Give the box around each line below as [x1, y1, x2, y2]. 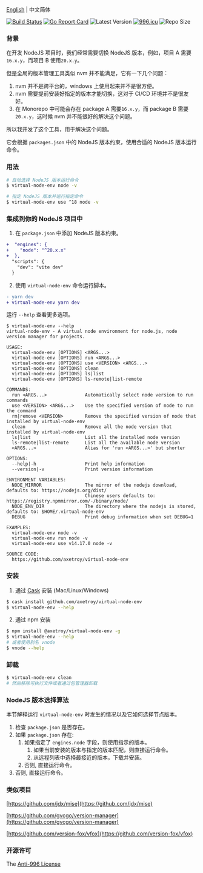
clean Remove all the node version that [12, 424, 172, 430]
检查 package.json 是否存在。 [15, 724, 88, 731]
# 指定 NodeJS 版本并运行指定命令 [6, 193, 84, 199]
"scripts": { [12, 259, 45, 265]
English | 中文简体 [6, 6, 51, 13]
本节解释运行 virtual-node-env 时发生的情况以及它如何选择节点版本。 [6, 711, 181, 718]
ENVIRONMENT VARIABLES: [6, 477, 67, 483]
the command [6, 408, 36, 414]
